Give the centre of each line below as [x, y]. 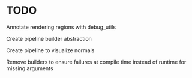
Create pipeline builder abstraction [49, 38]
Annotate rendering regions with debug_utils [61, 27]
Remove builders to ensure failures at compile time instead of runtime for [96, 62]
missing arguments [30, 68]
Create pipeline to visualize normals [50, 50]
